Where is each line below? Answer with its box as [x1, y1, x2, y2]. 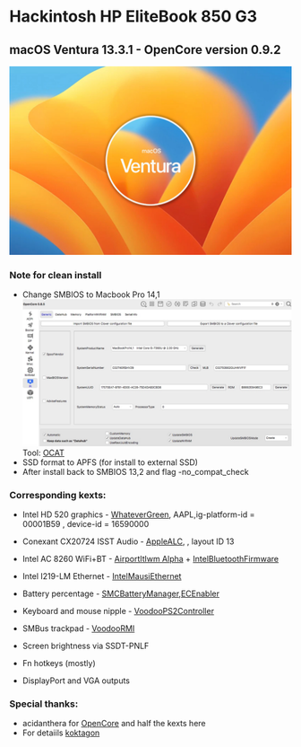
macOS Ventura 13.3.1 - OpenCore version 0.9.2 [9, 42, 281, 57]
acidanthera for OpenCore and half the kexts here [21, 718, 206, 729]
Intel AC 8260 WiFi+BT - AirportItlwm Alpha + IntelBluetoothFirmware [21, 553, 279, 564]
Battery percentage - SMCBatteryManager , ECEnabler [21, 588, 219, 599]
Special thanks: [9, 698, 79, 710]
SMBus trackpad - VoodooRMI [21, 622, 135, 634]
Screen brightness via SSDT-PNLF [21, 640, 150, 651]
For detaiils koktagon [21, 727, 100, 738]
